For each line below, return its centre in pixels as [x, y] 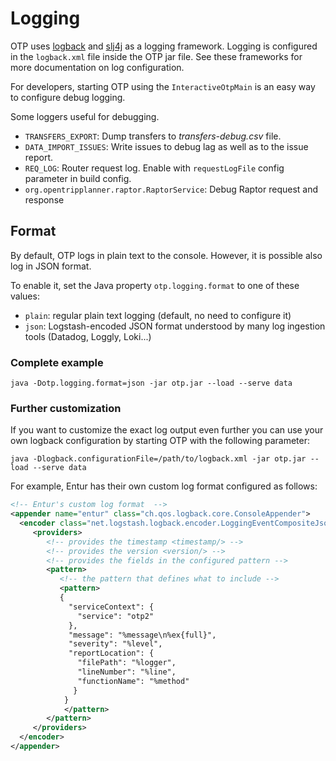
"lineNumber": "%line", [127, 672]
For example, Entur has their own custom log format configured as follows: [164, 486]
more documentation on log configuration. [97, 67]
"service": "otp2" [116, 616]
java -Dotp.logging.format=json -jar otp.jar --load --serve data [151, 383]
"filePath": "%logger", [127, 663]
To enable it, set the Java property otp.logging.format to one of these [155, 285]
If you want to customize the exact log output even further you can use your [167, 430]
